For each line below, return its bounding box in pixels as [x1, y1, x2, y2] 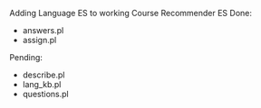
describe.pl [22, 69, 65, 80]
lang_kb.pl [22, 79, 62, 89]
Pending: [9, 52, 43, 62]
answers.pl [22, 25, 64, 35]
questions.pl [22, 89, 70, 99]
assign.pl [22, 35, 57, 45]
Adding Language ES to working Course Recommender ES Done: [9, 8, 252, 18]
